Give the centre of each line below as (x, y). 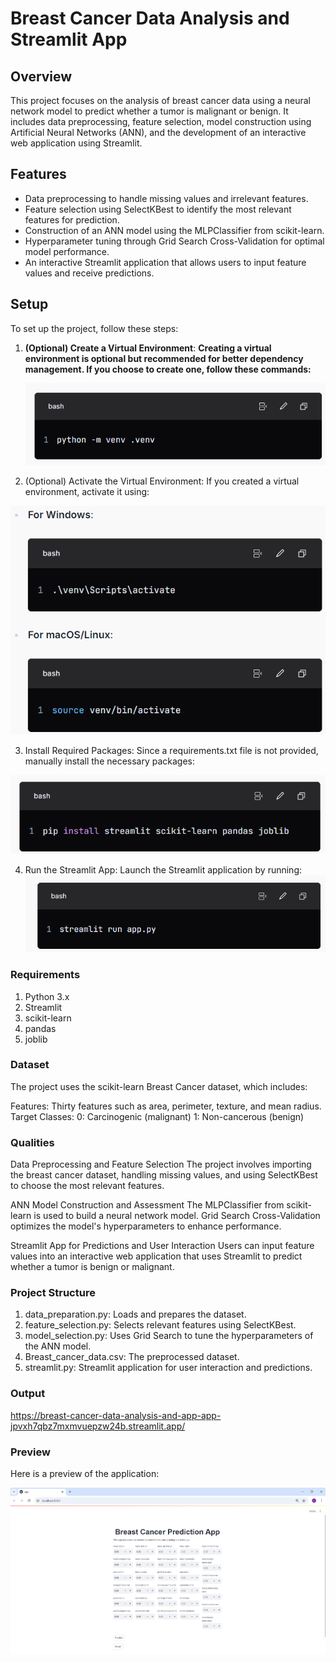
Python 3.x (47, 996)
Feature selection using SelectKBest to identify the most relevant (158, 209)
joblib (36, 1039)
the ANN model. (58, 1346)
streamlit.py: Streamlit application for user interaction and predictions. (168, 1368)
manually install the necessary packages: (110, 761)
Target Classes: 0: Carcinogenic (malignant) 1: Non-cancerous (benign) (157, 1116)
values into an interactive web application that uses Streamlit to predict (156, 1256)
